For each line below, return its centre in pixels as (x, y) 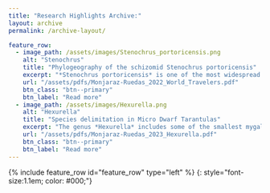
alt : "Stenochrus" (53, 60)
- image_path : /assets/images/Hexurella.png (91, 105)
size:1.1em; (26, 180)
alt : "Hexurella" (52, 112)
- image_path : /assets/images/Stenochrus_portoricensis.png (118, 53)
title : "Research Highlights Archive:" (75, 16)
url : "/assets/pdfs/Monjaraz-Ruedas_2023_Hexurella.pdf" (120, 135)
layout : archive (35, 23)
